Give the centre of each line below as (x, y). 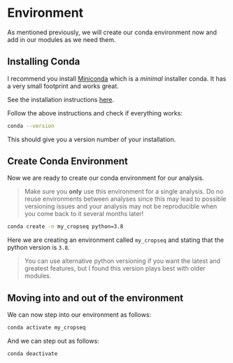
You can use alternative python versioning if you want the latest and (122, 261)
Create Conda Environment (68, 161)
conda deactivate (33, 354)
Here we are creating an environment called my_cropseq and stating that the (116, 240)
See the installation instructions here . (61, 99)
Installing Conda (44, 62)
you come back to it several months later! (84, 214)
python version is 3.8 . (38, 248)
